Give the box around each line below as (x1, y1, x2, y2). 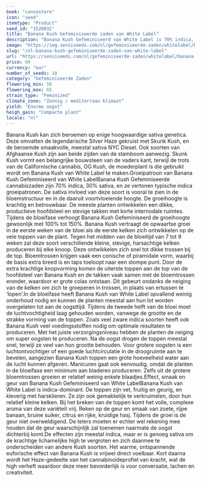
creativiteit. (6, 469, 34, 476)
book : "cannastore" (6, 8, 55, 15)
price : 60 (6, 59, 31, 65)
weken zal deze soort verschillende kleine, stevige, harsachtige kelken (6, 239, 180, 246)
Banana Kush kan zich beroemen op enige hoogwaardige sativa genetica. (6, 131, 188, 139)
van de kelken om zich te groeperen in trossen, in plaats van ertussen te (6, 284, 184, 291)
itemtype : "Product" (6, 20, 58, 26)
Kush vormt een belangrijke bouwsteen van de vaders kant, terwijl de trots (6, 157, 190, 164)
